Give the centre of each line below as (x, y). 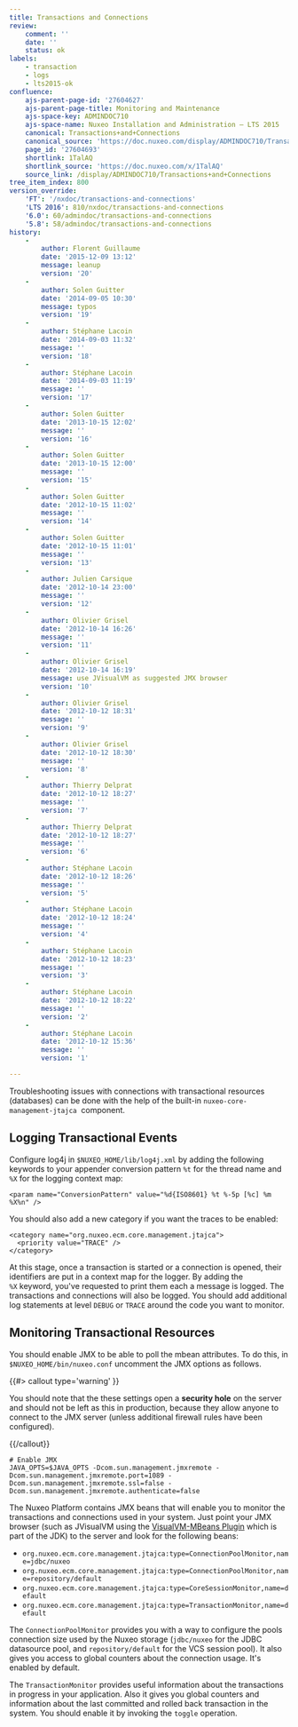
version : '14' (67, 521)
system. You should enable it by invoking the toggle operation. (123, 1713)
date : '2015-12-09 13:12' (89, 257)
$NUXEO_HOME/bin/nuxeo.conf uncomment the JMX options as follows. (135, 1364)
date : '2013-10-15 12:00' (89, 464)
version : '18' (67, 356)
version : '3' (65, 975)
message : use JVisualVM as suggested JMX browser (134, 678)
